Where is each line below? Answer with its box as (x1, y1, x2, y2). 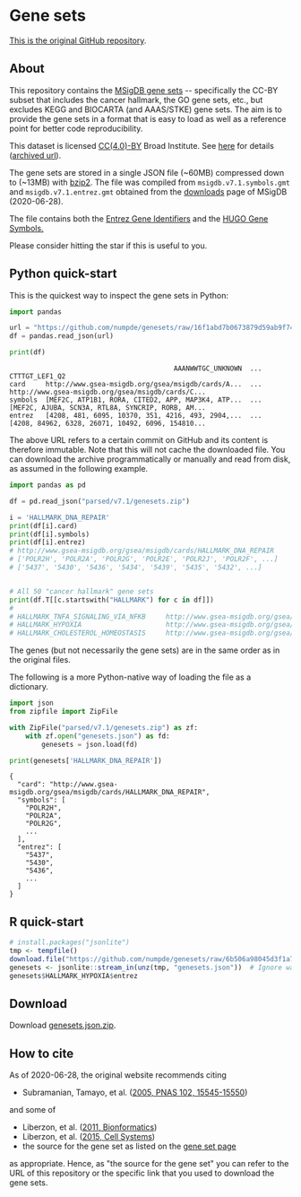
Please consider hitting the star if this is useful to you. (9, 239, 208, 251)
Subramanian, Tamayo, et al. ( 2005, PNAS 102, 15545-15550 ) (21, 1087, 248, 1098)
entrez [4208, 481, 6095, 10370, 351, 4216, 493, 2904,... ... (9, 412, 262, 421)
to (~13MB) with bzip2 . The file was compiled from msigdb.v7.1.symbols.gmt (9, 177, 290, 187)
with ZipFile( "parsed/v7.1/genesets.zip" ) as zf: (9, 723, 199, 732)
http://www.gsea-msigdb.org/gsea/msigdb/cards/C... (9, 387, 206, 397)
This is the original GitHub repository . (9, 35, 147, 46)
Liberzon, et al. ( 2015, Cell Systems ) (21, 1132, 155, 1142)
